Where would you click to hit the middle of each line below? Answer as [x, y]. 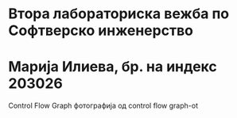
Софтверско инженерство [101, 30]
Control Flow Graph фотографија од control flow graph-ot [103, 106]
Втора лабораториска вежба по [118, 14]
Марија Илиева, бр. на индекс [113, 67]
